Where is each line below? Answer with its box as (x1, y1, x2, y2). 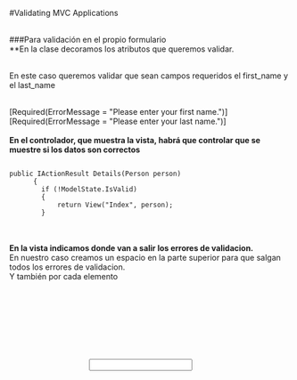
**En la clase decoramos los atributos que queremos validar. (9, 44, 235, 54)
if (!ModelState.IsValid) (41, 185, 138, 194)
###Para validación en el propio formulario (9, 35, 167, 44)
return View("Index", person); (56, 200, 174, 209)
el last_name (9, 80, 56, 90)
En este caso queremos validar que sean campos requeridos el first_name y (9, 70, 288, 81)
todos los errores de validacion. (9, 262, 126, 272)
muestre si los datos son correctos (9, 144, 141, 155)
